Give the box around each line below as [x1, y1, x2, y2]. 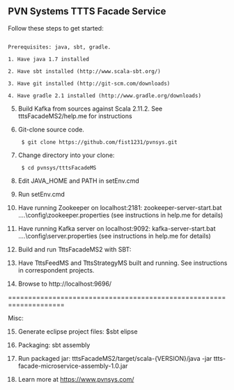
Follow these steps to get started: [8, 24, 104, 32]
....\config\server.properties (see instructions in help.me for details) [17, 231, 211, 240]
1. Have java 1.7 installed [8, 56, 90, 63]
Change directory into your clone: [17, 151, 115, 159]
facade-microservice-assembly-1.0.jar [17, 361, 128, 370]
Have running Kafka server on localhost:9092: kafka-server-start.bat [17, 224, 216, 232]
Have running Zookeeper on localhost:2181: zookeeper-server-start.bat [17, 203, 222, 211]
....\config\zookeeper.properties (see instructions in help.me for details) [17, 211, 224, 219]
